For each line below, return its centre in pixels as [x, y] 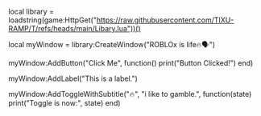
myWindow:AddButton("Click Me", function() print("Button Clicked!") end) [131, 63]
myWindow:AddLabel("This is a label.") [73, 78]
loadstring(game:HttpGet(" [52, 20]
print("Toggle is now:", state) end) [64, 103]
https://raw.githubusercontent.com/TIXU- [165, 20]
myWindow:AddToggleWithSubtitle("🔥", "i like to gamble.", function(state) [130, 94]
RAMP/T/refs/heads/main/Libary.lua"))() [75, 28]
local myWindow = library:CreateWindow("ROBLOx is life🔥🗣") [112, 44]
